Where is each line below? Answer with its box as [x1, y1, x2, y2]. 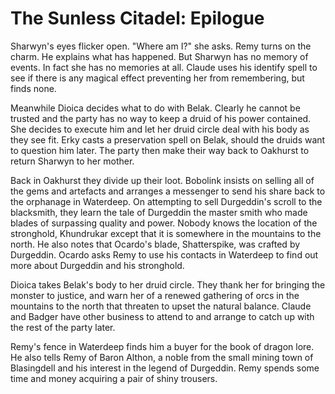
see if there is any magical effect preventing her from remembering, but [10, 72, 305, 84]
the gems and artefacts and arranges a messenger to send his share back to [10, 185, 326, 197]
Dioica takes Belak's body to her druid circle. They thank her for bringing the [10, 278, 326, 291]
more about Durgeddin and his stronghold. [10, 259, 185, 271]
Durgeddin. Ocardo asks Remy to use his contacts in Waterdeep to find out [10, 248, 319, 261]
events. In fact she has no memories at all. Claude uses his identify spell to [10, 61, 318, 73]
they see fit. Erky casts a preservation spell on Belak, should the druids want [10, 133, 326, 146]
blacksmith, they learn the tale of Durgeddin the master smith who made [10, 206, 308, 218]
